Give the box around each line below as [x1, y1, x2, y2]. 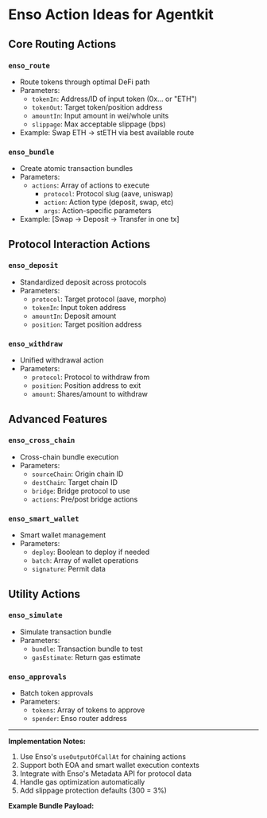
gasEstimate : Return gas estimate [31, 652, 141, 661]
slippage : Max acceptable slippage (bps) [31, 119, 166, 129]
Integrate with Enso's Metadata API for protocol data [19, 769, 192, 778]
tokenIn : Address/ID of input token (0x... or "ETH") [31, 94, 197, 103]
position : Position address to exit [31, 381, 141, 390]
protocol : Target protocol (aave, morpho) [31, 294, 167, 304]
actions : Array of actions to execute [31, 180, 149, 190]
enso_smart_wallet [8, 514, 79, 523]
